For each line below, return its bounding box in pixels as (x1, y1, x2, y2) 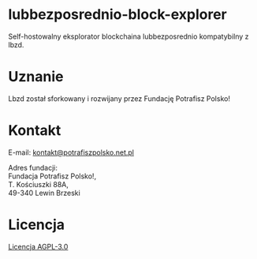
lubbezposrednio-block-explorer (8, 6, 227, 24)
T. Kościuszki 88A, (8, 179, 69, 189)
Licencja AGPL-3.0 (8, 242, 69, 251)
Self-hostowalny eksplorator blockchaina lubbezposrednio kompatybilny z (8, 32, 250, 41)
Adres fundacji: (8, 163, 58, 172)
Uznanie (8, 68, 64, 86)
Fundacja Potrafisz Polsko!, (8, 171, 97, 181)
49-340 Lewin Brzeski (8, 188, 80, 197)
